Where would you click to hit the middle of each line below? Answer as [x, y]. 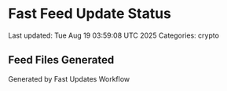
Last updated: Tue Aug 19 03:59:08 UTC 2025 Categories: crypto [114, 35]
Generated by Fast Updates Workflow [69, 78]
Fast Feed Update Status [90, 14]
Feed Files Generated [61, 60]
